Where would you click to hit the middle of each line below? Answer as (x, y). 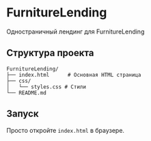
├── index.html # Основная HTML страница (74, 75)
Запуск (23, 114)
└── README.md (27, 93)
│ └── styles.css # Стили (46, 87)
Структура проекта (50, 53)
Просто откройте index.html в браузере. (65, 130)
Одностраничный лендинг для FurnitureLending (75, 31)
